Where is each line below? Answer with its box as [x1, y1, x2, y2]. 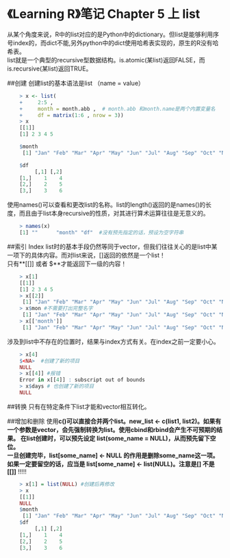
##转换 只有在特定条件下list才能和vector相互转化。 [7, 402, 151, 411]
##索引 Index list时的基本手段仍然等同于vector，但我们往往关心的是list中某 [7, 242, 218, 251]
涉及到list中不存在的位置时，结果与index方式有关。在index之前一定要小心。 [7, 337, 220, 346]
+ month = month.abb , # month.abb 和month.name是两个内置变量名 [19, 105, 216, 112]
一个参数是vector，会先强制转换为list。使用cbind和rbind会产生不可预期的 [7, 425, 217, 433]
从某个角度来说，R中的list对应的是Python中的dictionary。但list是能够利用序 [7, 30, 219, 38]
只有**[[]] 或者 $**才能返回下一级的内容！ [7, 259, 127, 268]
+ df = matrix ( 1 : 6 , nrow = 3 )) [19, 112, 125, 118]
